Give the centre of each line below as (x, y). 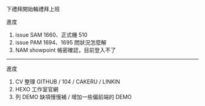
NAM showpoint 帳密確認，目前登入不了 (66, 50)
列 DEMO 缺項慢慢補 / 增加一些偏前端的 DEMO (74, 97)
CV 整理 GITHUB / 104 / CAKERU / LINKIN (67, 82)
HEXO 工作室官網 (37, 89)
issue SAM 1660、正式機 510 (51, 35)
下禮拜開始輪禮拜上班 (33, 9)
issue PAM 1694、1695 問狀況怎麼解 (61, 42)
